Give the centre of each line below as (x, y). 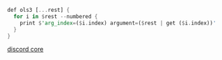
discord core (25, 50)
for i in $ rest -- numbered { (56, 16)
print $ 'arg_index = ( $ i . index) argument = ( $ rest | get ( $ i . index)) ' (118, 23)
